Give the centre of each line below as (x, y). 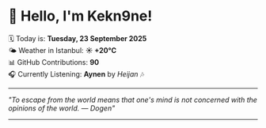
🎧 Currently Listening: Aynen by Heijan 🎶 (76, 73)
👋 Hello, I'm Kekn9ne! (80, 16)
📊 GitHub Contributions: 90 (54, 62)
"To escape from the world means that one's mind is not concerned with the (133, 100)
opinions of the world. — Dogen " (62, 108)
